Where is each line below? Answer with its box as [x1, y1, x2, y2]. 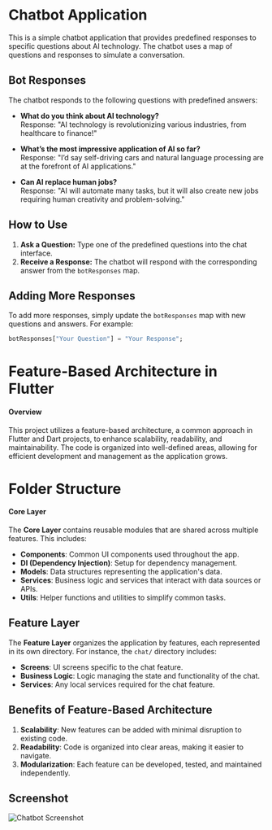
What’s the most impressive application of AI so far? [19, 144, 201, 154]
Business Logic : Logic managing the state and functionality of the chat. [19, 671, 260, 680]
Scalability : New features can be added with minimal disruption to [19, 724, 242, 734]
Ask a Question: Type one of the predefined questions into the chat [19, 239, 248, 249]
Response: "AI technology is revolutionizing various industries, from [19, 120, 247, 129]
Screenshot [8, 792, 69, 806]
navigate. [19, 750, 52, 760]
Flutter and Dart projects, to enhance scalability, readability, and [8, 434, 222, 443]
